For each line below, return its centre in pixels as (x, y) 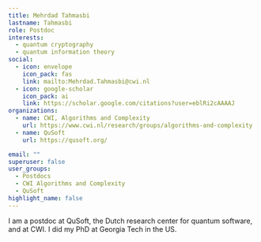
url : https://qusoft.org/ (65, 140)
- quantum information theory (65, 52)
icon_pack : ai (45, 96)
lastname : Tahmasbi (40, 23)
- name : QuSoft (40, 132)
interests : (26, 37)
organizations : (33, 111)
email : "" (25, 155)
